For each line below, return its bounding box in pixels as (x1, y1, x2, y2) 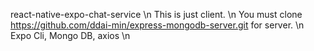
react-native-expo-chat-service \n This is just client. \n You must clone (10, 9, 303, 20)
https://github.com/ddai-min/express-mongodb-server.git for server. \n (10, 19, 305, 31)
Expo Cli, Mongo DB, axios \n (10, 30, 131, 41)
